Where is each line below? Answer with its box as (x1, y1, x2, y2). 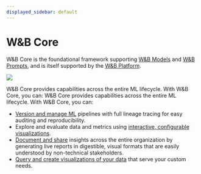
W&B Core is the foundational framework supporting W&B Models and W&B (6, 56, 195, 63)
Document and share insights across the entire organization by (15, 136, 173, 143)
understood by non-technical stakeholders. (15, 149, 124, 156)
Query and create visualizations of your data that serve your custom (15, 155, 186, 162)
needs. (15, 162, 33, 169)
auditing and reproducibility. (15, 117, 86, 124)
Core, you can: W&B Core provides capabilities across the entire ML (6, 92, 177, 99)
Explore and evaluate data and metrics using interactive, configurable (15, 123, 190, 130)
